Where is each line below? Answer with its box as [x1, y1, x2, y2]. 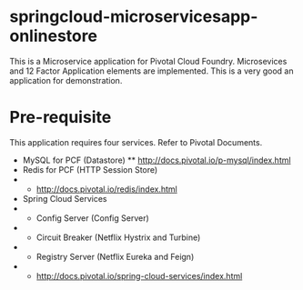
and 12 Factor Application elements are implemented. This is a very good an [9, 65, 294, 76]
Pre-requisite [9, 107, 112, 128]
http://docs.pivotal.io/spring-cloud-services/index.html [35, 270, 243, 281]
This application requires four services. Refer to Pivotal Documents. [9, 136, 263, 147]
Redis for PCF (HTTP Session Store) [22, 164, 158, 175]
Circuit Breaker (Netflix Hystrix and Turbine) [35, 232, 201, 243]
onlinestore [9, 25, 98, 46]
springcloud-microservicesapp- [9, 6, 258, 27]
